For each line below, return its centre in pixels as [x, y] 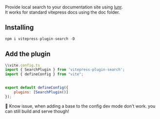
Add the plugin [28, 54]
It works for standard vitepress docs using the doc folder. [62, 12]
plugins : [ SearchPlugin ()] [41, 92]
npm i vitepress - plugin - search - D [40, 39]
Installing [19, 28]
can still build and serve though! [37, 111]
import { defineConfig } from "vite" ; [44, 74]
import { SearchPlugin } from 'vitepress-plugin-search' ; [65, 70]
